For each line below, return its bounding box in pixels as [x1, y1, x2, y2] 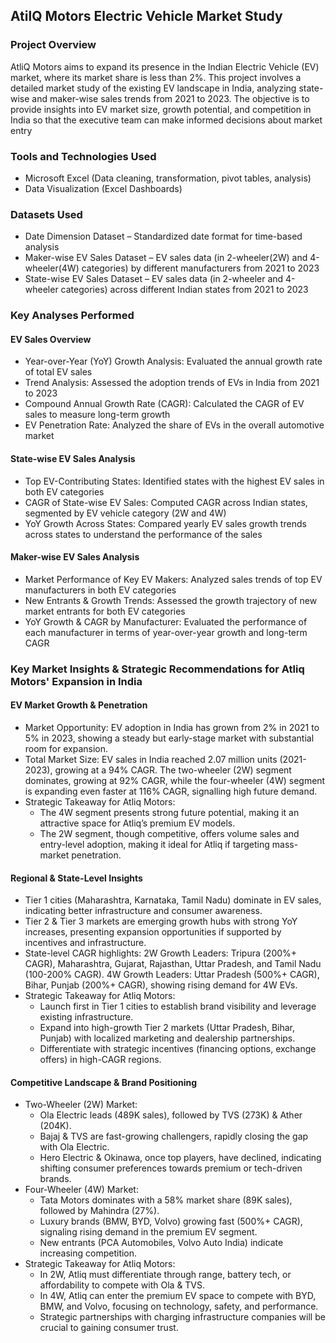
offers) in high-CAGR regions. [39, 1054, 162, 1066]
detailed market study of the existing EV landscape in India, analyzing [10, 82, 297, 94]
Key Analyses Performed [10, 309, 135, 323]
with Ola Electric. [39, 1141, 110, 1153]
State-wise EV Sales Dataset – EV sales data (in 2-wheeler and [24, 273, 284, 285]
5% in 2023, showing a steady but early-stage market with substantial [24, 732, 315, 744]
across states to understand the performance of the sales [24, 528, 263, 540]
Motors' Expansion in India [10, 674, 143, 688]
